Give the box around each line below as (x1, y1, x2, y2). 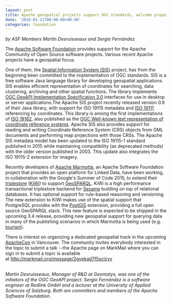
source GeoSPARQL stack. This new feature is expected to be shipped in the (5, 207, 167, 214)
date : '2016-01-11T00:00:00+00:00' (5, 17, 81, 22)
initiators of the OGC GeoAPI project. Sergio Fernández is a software (5, 277, 150, 283)
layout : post (5, 7, 33, 13)
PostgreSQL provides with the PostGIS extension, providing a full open (5, 202, 154, 208)
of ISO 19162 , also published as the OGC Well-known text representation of (5, 116, 164, 122)
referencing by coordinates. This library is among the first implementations (5, 110, 163, 117)
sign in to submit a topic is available (5, 250, 80, 257)
